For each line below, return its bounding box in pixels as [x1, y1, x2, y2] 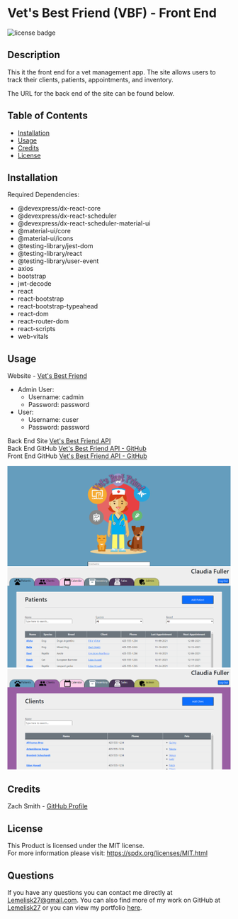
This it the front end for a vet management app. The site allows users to [7, 67, 216, 76]
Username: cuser [28, 416, 79, 424]
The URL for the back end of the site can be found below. [7, 89, 175, 97]
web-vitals [17, 332, 49, 341]
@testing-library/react [17, 250, 83, 258]
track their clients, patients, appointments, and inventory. [7, 75, 174, 84]
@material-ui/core [17, 227, 71, 235]
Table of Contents [7, 110, 89, 122]
